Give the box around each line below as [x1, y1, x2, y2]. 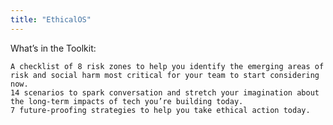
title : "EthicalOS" [10, 14, 92, 25]
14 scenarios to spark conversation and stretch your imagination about [10, 87, 320, 98]
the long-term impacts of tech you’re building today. [10, 96, 244, 106]
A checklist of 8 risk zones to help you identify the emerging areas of [10, 61, 325, 71]
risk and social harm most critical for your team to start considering [10, 70, 320, 80]
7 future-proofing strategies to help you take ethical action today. [10, 105, 311, 115]
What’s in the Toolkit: [10, 42, 97, 54]
